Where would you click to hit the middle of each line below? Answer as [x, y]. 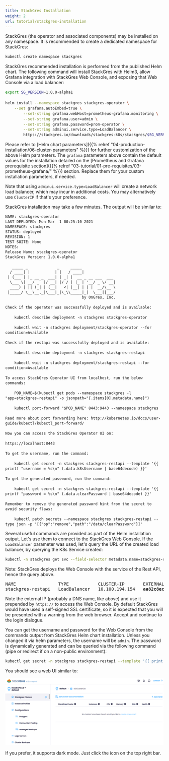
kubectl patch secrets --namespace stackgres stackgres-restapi [83, 519]
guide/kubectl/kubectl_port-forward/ [45, 423]
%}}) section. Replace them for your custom [98, 171]
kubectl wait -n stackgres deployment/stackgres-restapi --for [82, 363]
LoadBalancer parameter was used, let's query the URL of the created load [82, 544]
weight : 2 [16, 16]
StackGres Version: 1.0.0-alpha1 [40, 257]
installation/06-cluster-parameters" [42, 150]
